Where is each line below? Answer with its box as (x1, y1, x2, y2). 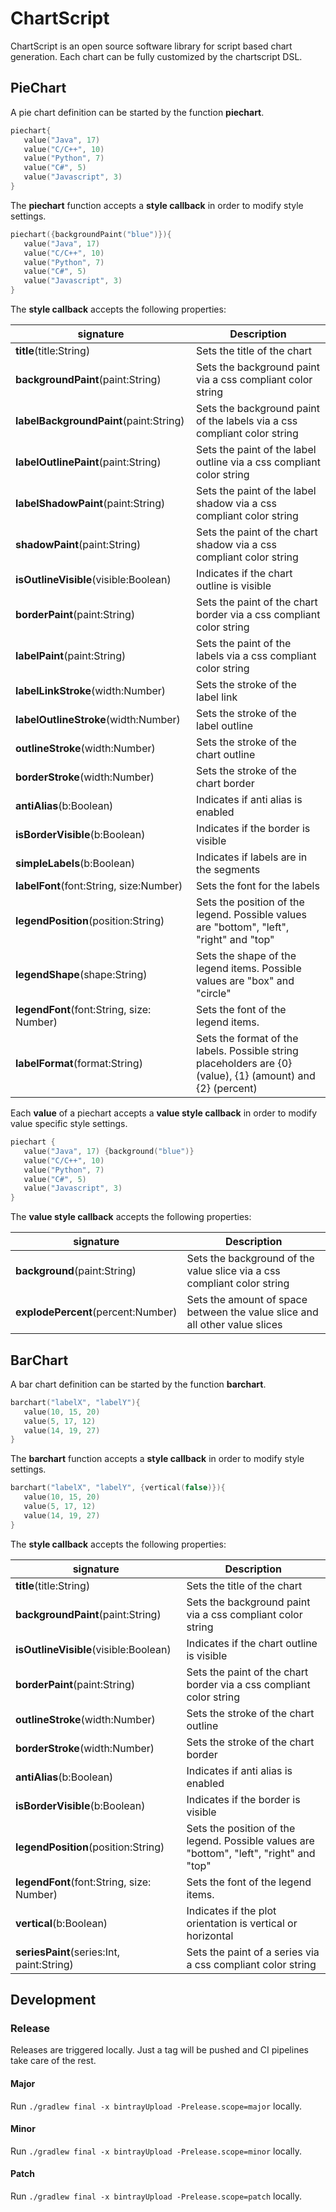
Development (10, 1992, 97, 2009)
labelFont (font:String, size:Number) (15, 879, 183, 892)
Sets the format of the (196, 1032, 299, 1045)
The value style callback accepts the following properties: (10, 1211, 252, 1223)
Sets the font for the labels (196, 879, 320, 892)
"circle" (196, 987, 232, 1000)
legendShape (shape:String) (15, 968, 148, 981)
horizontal (186, 1928, 234, 1942)
